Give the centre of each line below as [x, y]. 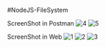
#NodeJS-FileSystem [38, 10]
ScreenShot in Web [35, 37]
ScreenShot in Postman [41, 23]
